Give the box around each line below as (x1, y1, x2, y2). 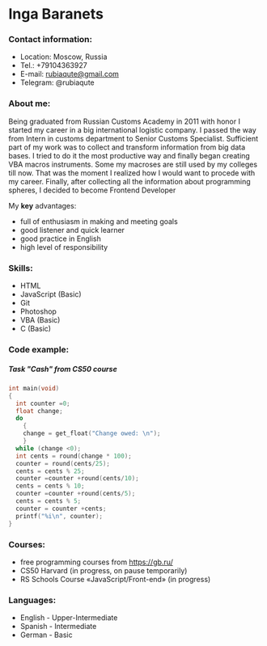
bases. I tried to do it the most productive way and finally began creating (8, 150, 251, 160)
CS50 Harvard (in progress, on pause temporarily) (19, 565, 188, 575)
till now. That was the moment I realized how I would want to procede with (8, 167, 256, 178)
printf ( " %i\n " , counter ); (15, 512, 104, 520)
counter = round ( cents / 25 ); (15, 459, 111, 467)
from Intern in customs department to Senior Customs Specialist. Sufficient (8, 133, 259, 143)
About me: (8, 98, 51, 109)
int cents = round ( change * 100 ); (15, 452, 132, 460)
